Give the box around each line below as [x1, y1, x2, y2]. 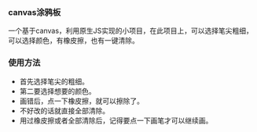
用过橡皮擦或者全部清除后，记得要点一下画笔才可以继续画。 [19, 116, 213, 125]
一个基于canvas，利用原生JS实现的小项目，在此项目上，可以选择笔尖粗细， [8, 26, 254, 36]
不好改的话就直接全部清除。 [19, 105, 110, 115]
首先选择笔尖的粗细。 [19, 77, 89, 86]
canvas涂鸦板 [8, 6, 61, 17]
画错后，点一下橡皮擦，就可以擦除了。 [19, 96, 144, 105]
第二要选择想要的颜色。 [19, 86, 96, 95]
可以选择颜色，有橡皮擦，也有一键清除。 [8, 36, 139, 45]
